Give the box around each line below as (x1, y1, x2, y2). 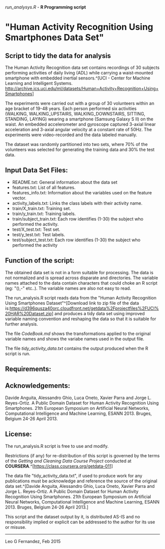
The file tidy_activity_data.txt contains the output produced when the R (5, 345, 148, 351)
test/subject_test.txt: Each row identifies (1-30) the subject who (12, 237, 141, 243)
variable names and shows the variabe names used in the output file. (5, 335, 145, 342)
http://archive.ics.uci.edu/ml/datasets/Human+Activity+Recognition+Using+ (5, 86, 159, 91)
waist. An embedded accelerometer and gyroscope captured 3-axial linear (5, 121, 156, 127)
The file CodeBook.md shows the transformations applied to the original (5, 330, 151, 336)
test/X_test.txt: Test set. (12, 226, 60, 232)
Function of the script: (5, 256, 75, 265)
